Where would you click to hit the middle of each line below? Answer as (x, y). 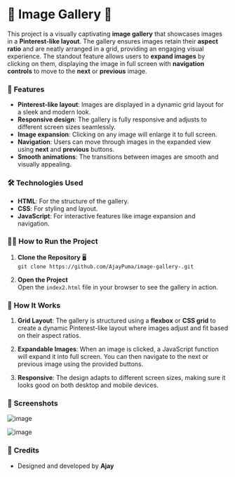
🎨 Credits (23, 450)
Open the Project (42, 280)
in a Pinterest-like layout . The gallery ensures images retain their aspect (113, 41)
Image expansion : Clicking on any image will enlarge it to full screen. (117, 135)
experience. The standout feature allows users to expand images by (106, 56)
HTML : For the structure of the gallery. (73, 201)
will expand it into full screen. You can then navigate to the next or (113, 357)
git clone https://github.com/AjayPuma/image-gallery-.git (106, 266)
